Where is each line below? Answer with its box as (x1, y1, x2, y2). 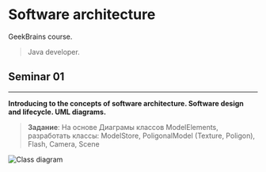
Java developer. (27, 47, 81, 56)
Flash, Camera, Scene (27, 139, 101, 148)
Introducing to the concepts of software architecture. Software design (8, 98, 244, 108)
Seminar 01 (8, 70, 65, 84)
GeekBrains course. (8, 32, 73, 41)
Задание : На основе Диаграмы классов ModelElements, (27, 122, 219, 132)
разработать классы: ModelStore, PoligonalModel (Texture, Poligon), (27, 131, 256, 140)
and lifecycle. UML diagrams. (8, 107, 107, 117)
